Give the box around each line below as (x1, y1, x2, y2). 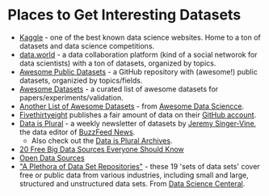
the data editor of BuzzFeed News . (19, 127, 136, 137)
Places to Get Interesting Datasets (7, 6, 242, 24)
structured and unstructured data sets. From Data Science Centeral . (19, 178, 246, 188)
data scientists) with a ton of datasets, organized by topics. (19, 58, 216, 68)
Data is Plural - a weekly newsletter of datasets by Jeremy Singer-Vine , (19, 118, 257, 128)
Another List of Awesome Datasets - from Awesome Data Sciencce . (19, 101, 244, 111)
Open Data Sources (19, 152, 86, 163)
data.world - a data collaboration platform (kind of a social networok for (19, 49, 258, 59)
